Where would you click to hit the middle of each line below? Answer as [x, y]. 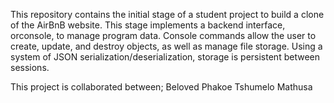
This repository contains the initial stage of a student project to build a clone [167, 14]
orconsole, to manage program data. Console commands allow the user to [163, 35]
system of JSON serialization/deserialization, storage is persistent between [165, 57]
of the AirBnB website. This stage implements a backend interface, [148, 25]
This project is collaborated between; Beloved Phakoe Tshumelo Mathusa [161, 87]
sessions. [30, 67]
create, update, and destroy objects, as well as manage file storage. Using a [166, 46]
